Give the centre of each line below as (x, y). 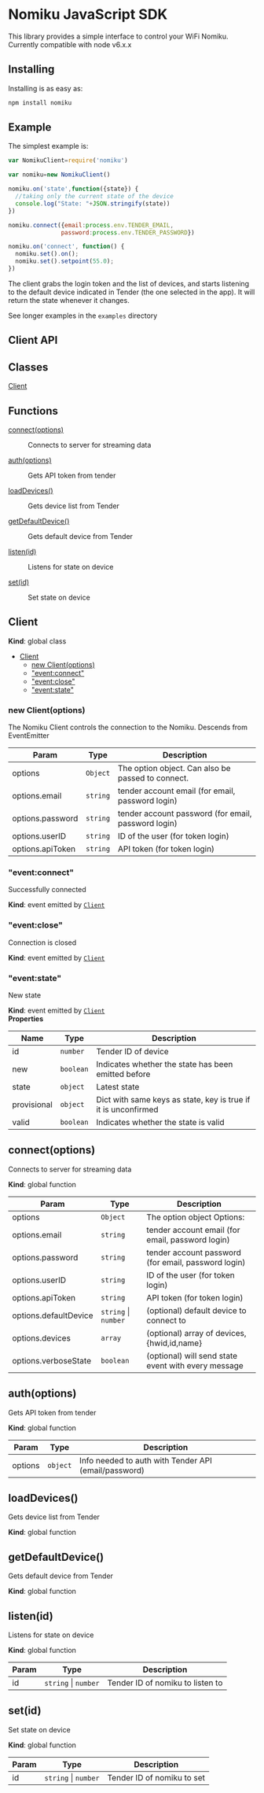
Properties (26, 1018)
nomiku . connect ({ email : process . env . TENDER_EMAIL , (91, 225)
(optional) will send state (192, 1356)
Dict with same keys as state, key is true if (173, 1099)
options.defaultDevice (53, 1315)
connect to (166, 1320)
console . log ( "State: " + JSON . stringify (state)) (93, 203)
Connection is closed (42, 943)
